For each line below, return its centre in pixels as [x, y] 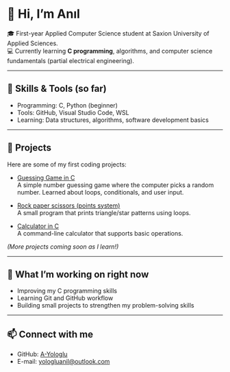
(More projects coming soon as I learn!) [63, 247]
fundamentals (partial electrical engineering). [71, 60]
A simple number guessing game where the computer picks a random [115, 185]
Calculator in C [38, 226]
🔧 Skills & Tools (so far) [57, 89]
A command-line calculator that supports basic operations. [100, 233]
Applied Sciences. [33, 43]
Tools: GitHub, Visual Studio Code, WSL [73, 112]
